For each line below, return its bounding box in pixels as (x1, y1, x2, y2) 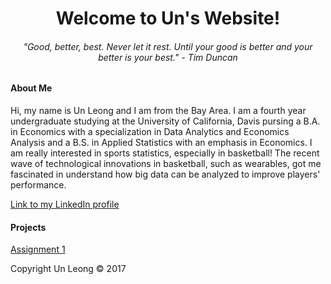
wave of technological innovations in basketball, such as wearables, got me (10, 158, 322, 169)
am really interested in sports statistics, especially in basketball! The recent (10, 147, 320, 159)
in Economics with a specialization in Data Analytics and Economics (10, 126, 290, 137)
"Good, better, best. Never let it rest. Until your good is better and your (23, 40, 313, 52)
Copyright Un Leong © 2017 (10, 263, 127, 275)
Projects (10, 221, 47, 233)
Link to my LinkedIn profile (10, 198, 120, 210)
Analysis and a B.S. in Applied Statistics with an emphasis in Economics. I (10, 137, 313, 148)
